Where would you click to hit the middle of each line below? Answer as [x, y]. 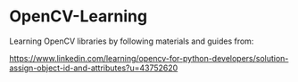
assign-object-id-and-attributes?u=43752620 [94, 68]
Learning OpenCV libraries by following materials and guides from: [132, 41]
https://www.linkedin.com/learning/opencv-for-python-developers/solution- [149, 58]
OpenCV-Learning [79, 16]
